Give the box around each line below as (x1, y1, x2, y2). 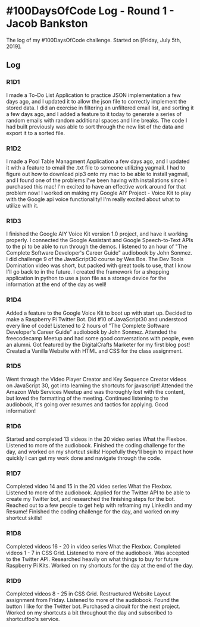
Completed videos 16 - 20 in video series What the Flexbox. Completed (6, 543, 181, 550)
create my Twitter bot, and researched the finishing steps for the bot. (6, 496, 176, 503)
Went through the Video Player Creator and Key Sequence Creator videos (6, 375, 186, 383)
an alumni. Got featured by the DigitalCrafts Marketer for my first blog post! (6, 341, 190, 348)
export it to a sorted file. (6, 129, 65, 136)
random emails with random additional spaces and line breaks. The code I (6, 117, 187, 124)
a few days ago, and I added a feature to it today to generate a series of (6, 110, 182, 117)
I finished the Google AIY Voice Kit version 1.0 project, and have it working (6, 230, 188, 237)
